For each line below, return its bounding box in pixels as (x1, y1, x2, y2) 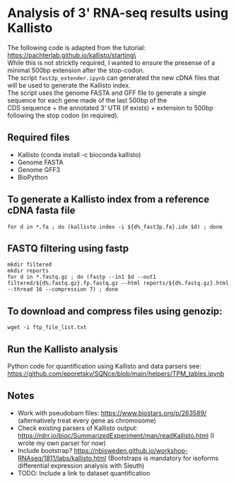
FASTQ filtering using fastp (7, 242, 129, 254)
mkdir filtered (7, 261, 52, 268)
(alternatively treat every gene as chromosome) (17, 416, 157, 425)
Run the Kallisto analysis (7, 343, 118, 355)
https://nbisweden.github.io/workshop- (73, 446, 189, 454)
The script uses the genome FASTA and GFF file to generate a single (7, 88, 206, 97)
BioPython (17, 173, 48, 181)
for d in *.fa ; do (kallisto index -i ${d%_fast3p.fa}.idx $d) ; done (7, 223, 223, 231)
